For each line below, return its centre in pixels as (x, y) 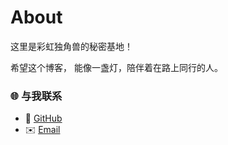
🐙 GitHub (43, 118)
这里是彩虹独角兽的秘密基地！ (71, 46)
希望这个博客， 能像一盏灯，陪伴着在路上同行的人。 (116, 67)
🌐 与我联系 (36, 96)
